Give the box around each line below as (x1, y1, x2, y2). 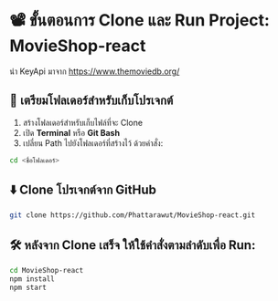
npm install (9, 275, 55, 284)
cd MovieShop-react (9, 266, 84, 275)
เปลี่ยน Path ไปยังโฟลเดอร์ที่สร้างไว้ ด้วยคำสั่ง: (22, 137, 164, 149)
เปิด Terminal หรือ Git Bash (22, 127, 121, 138)
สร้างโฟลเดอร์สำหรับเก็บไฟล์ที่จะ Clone (22, 117, 144, 128)
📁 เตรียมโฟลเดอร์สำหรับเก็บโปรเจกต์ (9, 93, 174, 109)
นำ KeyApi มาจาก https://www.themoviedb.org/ (9, 66, 180, 77)
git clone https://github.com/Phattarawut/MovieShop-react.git (9, 211, 256, 220)
